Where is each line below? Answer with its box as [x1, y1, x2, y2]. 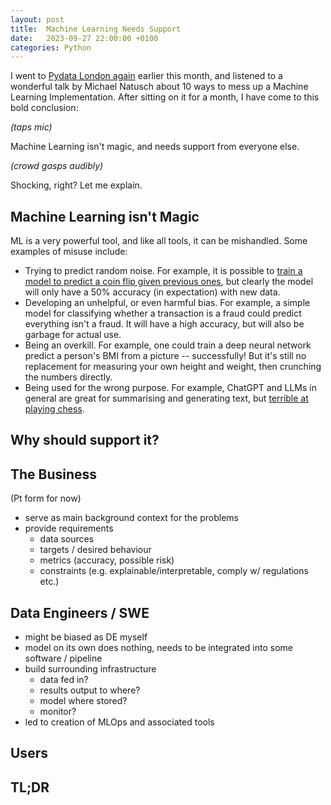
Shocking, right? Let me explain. [10, 179, 143, 191]
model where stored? [39, 695, 128, 707]
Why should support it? [10, 432, 160, 449]
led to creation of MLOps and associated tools [24, 716, 215, 728]
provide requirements [24, 522, 114, 535]
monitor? [39, 706, 77, 718]
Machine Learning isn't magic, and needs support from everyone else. [10, 141, 300, 153]
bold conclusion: [10, 102, 79, 114]
